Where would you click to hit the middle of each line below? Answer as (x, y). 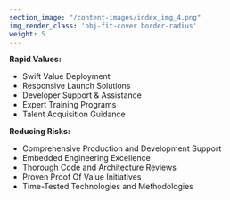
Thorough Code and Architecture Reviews (99, 168)
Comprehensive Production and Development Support (122, 148)
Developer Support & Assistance (82, 95)
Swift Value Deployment (66, 76)
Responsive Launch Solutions (76, 86)
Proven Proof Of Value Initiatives (82, 177)
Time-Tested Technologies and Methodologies (107, 187)
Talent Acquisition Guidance (74, 114)
